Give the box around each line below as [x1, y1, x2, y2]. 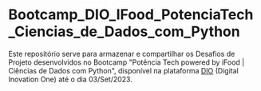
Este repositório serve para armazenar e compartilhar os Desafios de [8, 49, 235, 58]
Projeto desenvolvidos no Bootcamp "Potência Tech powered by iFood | [8, 57, 245, 67]
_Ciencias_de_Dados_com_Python [8, 22, 241, 41]
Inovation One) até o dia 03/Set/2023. [8, 74, 133, 84]
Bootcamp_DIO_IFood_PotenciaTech [8, 6, 254, 24]
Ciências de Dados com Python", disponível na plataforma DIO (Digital [8, 65, 239, 75]
